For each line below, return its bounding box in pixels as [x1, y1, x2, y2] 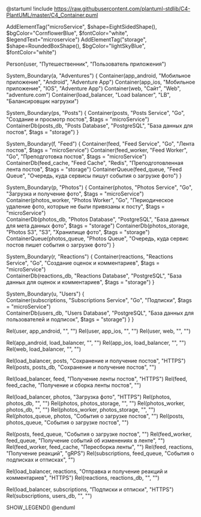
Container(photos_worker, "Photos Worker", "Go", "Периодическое [6, 197, 174, 203]
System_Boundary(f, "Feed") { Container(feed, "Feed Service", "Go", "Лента [6, 140, 195, 147]
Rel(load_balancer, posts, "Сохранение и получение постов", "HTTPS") [6, 358, 186, 364]
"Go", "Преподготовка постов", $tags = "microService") [6, 153, 147, 160]
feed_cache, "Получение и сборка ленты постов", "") [6, 382, 142, 389]
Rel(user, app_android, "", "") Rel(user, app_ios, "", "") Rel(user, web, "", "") [6, 327, 191, 335]
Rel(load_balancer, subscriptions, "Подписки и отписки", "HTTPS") [6, 486, 174, 493]
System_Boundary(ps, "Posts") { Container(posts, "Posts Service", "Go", [6, 110, 185, 116]
